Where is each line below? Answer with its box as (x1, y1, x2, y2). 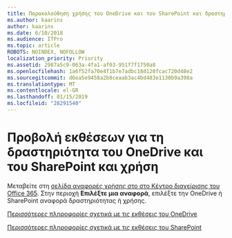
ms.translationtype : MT (7, 81, 76, 88)
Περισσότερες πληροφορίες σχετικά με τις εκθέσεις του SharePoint (7, 223, 202, 231)
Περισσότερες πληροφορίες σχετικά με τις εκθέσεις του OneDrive (7, 210, 197, 218)
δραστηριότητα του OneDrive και (7, 144, 204, 160)
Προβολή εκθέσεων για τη (7, 130, 164, 146)
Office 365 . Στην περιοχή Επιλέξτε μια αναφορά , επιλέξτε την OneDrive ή (7, 189, 222, 197)
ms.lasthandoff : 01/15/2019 (7, 94, 88, 101)
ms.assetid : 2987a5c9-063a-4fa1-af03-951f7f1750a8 (7, 61, 156, 68)
